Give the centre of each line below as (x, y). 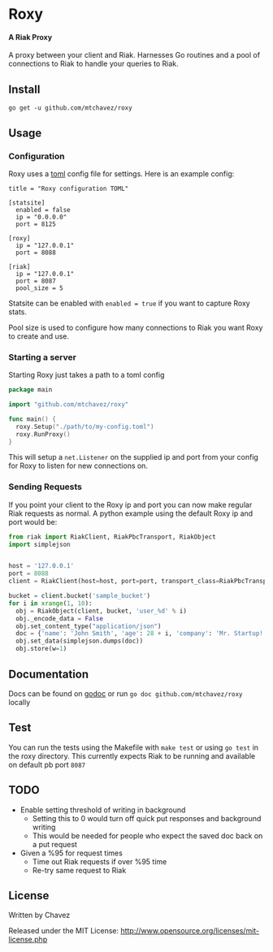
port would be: (33, 521)
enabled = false (43, 210)
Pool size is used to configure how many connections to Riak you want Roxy (136, 327)
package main (30, 390)
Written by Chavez (39, 915)
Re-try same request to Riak (79, 870)
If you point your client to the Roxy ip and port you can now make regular (130, 504)
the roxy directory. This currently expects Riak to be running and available (132, 755)
